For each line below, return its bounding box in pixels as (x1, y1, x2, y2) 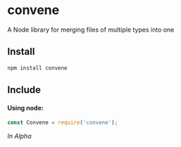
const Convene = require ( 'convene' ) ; (7, 119, 118, 127)
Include (7, 84, 41, 96)
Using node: (7, 103, 44, 112)
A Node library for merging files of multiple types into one (7, 25, 175, 34)
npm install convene (7, 64, 68, 72)
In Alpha (7, 132, 32, 141)
